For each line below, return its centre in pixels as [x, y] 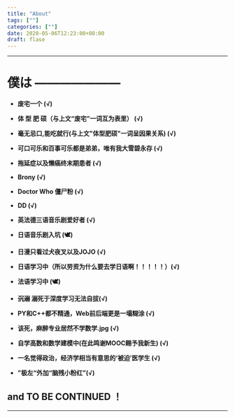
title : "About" [29, 14]
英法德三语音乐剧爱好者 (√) [56, 220]
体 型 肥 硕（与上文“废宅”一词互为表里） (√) [80, 119]
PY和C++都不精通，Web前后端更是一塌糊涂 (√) [86, 313]
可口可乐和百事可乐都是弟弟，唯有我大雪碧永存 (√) [90, 148]
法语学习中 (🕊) [39, 282]
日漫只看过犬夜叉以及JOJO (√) [62, 252]
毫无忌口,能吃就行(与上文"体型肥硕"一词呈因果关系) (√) [97, 134]
